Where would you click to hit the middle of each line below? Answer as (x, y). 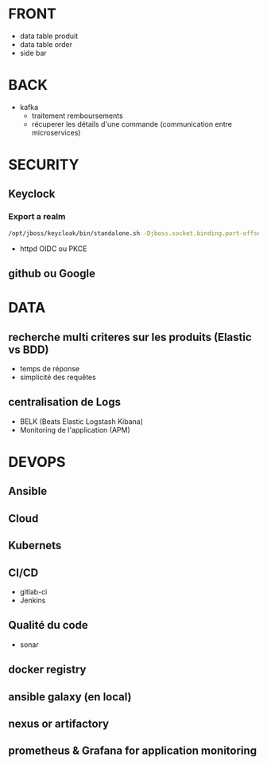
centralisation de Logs (65, 402)
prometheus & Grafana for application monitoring (132, 751)
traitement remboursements (77, 116)
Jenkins (33, 600)
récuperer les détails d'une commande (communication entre (132, 124)
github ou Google (52, 274)
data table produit (49, 36)
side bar (33, 53)
